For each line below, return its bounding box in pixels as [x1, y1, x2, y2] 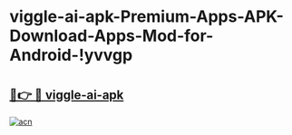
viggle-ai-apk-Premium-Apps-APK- [9, 6, 284, 27]
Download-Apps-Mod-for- [9, 25, 214, 46]
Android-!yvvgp [9, 45, 133, 65]
